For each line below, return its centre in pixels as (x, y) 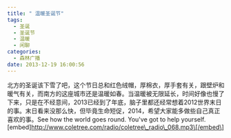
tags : (15, 20)
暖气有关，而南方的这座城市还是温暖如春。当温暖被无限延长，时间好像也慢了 (116, 93)
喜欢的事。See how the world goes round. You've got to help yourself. (107, 119)
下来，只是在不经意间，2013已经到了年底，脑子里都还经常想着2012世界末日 (114, 102)
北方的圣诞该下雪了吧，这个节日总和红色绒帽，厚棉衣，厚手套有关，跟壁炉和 (116, 85)
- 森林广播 (27, 58)
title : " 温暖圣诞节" (36, 13)
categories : (24, 52)
